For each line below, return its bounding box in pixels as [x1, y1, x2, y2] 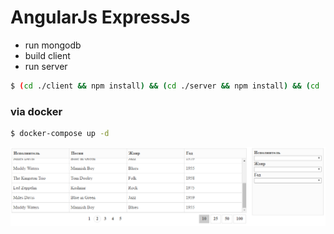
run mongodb [24, 39, 82, 51]
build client [24, 49, 71, 61]
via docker [10, 104, 63, 118]
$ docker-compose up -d [10, 129, 110, 139]
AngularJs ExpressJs [10, 6, 191, 29]
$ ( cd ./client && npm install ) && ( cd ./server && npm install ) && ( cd [10, 81, 320, 91]
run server [24, 60, 68, 72]
